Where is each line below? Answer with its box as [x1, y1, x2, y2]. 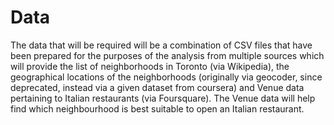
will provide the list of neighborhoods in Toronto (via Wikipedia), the [10, 60, 290, 72]
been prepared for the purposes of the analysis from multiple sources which [10, 49, 325, 61]
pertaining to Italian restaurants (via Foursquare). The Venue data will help [10, 92, 316, 104]
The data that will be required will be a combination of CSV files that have [10, 39, 313, 51]
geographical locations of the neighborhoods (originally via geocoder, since [10, 71, 323, 83]
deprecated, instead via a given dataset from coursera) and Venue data [10, 81, 305, 93]
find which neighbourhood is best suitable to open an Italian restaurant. [10, 102, 305, 115]
